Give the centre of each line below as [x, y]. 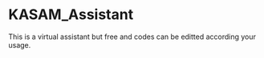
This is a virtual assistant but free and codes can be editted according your [132, 37]
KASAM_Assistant [71, 15]
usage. [20, 44]
